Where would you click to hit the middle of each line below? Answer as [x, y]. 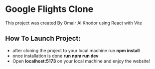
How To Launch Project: [43, 38]
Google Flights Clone [49, 9]
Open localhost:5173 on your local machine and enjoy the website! [81, 61]
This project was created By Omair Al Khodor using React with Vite [74, 23]
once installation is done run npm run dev [55, 56]
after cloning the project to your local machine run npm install [76, 50]
